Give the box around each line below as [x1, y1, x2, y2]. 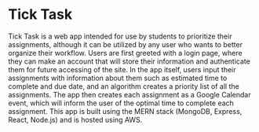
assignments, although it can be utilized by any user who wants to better [8, 39, 243, 49]
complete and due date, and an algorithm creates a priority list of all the [8, 81, 239, 91]
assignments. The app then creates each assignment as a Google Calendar [8, 90, 251, 99]
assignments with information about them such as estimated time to [8, 73, 228, 82]
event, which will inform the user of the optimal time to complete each [8, 98, 234, 108]
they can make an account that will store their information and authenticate [8, 57, 251, 66]
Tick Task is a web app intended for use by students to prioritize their [8, 31, 232, 41]
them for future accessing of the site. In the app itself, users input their [8, 64, 237, 74]
